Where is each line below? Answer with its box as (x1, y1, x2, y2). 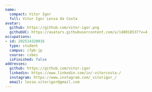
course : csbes (9, 52, 38, 57)
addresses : (5, 61, 27, 66)
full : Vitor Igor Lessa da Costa (9, 16, 78, 21)
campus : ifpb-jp (9, 48, 43, 53)
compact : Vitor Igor (9, 12, 51, 17)
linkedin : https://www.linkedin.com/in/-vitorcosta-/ (9, 71, 121, 75)
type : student (9, 43, 38, 48)
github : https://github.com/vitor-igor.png (9, 25, 99, 30)
